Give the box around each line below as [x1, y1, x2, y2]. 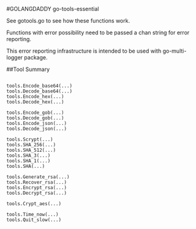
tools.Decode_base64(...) [6, 88, 72, 94]
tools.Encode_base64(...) [6, 83, 72, 89]
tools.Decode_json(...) [6, 126, 67, 132]
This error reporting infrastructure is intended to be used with [6, 47, 162, 54]
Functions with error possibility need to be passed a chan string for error [6, 29, 190, 36]
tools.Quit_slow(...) [6, 217, 62, 223]
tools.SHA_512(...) [6, 147, 56, 153]
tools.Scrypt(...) [6, 137, 53, 143]
